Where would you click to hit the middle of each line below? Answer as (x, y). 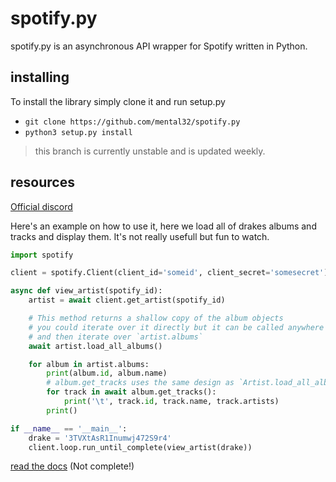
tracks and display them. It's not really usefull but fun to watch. (140, 236)
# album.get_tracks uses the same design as (140, 383)
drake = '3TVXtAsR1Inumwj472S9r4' (100, 438)
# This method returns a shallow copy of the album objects (156, 318)
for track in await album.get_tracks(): (131, 392)
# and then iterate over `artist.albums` (115, 337)
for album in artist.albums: (89, 364)
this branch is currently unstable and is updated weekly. (150, 151)
